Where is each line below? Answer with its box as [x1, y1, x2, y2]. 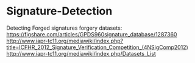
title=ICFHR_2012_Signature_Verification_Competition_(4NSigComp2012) [6, 44, 189, 51]
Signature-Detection [6, 4, 113, 18]
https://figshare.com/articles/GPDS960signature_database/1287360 [6, 30, 177, 38]
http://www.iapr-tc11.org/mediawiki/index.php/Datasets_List [6, 50, 157, 57]
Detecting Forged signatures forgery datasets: [6, 24, 122, 31]
